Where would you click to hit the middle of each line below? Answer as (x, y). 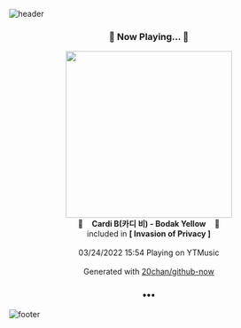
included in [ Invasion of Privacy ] (149, 234)
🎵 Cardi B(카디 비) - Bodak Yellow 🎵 (149, 224)
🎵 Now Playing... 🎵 (149, 36)
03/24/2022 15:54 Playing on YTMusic (149, 252)
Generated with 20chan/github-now (149, 272)
